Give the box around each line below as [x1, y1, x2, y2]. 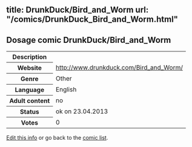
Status [20, 108, 39, 116]
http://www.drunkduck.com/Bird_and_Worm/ [55, 64, 184, 72]
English [55, 85, 77, 94]
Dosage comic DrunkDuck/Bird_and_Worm [6, 34, 171, 45]
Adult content [9, 97, 50, 105]
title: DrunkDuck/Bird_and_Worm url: [6, 5, 149, 15]
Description [12, 53, 47, 61]
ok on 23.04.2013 [55, 107, 108, 116]
